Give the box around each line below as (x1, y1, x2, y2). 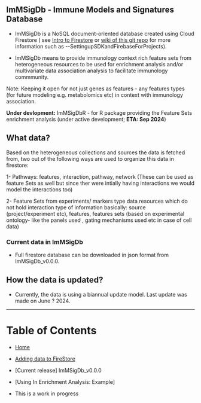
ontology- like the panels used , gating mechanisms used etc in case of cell (6, 216, 192, 224)
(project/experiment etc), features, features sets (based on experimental (6, 210, 184, 217)
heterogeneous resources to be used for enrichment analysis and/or (14, 60, 184, 68)
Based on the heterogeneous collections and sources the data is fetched (6, 149, 185, 156)
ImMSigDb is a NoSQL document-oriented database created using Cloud (14, 30, 194, 37)
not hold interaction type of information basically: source (6, 203, 146, 211)
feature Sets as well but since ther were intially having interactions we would (6, 179, 195, 187)
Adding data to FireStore (14, 355, 76, 362)
